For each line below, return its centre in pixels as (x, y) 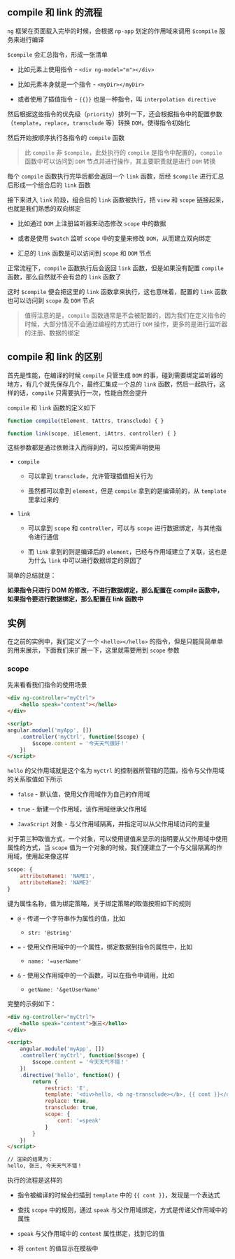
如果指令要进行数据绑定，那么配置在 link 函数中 (76, 599)
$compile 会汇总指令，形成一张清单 (58, 54)
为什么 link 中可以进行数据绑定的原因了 (85, 561)
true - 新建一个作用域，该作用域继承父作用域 (82, 809)
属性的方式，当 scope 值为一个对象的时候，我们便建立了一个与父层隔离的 (112, 848)
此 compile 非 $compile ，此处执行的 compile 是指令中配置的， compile (123, 152)
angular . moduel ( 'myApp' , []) (50, 730)
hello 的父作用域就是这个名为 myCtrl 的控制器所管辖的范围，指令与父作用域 (116, 771)
